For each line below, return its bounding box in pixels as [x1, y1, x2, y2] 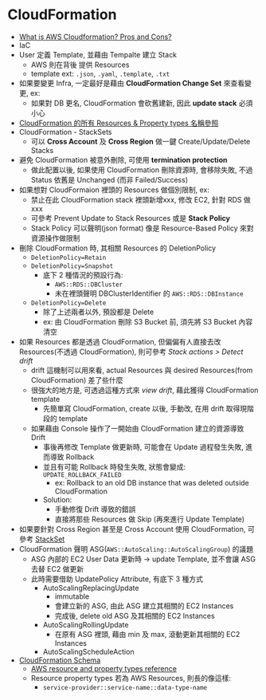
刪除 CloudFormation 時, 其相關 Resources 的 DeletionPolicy [18, 243, 217, 253]
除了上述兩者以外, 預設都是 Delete [42, 307, 155, 317]
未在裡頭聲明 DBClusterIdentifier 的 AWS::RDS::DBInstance [54, 289, 244, 298]
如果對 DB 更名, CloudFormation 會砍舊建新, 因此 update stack [30, 98, 237, 108]
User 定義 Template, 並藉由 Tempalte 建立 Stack [18, 49, 177, 59]
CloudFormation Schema [18, 655, 101, 665]
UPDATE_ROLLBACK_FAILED [42, 470, 122, 479]
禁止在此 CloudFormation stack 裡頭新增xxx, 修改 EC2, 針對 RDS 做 [30, 195, 252, 204]
